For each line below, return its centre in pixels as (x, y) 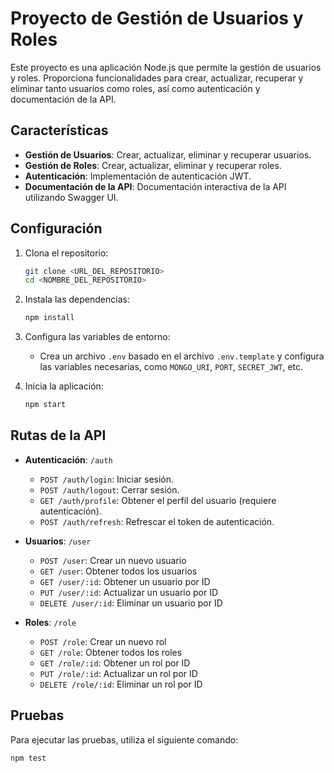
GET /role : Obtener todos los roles (111, 652)
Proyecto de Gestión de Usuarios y (157, 18)
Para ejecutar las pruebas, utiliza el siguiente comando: (124, 739)
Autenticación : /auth (68, 459)
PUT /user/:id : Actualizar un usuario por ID (129, 592)
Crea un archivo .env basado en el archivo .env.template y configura (182, 356)
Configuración (56, 228)
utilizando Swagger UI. (71, 197)
